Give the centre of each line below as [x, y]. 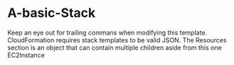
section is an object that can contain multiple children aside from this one [115, 47]
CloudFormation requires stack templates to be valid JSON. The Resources [117, 40]
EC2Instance [26, 55]
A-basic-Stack [52, 13]
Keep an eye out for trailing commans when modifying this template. [107, 32]
